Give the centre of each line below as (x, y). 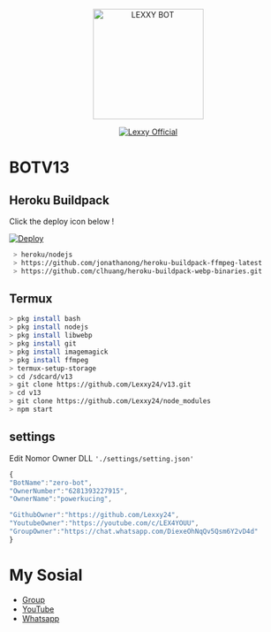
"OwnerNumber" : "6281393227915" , (68, 491)
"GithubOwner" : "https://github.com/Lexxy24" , (94, 515)
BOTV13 (39, 168)
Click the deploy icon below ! (62, 221)
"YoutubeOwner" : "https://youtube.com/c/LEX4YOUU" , (104, 523)
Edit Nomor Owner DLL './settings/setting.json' (102, 458)
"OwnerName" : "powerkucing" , (61, 499)
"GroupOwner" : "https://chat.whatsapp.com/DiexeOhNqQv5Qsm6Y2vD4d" (134, 531)
